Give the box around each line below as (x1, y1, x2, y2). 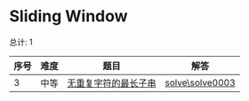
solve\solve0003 (165, 76, 236, 89)
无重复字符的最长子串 (67, 77, 157, 89)
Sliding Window (9, 6, 128, 27)
